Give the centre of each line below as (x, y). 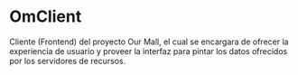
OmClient (46, 17)
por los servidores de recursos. (68, 61)
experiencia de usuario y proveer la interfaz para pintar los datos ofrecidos (149, 51)
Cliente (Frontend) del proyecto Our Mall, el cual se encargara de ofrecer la (149, 42)
